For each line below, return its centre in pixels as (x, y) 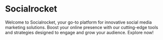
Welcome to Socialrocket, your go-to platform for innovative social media (79, 22)
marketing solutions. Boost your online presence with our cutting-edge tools (82, 27)
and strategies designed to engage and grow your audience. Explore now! (79, 32)
